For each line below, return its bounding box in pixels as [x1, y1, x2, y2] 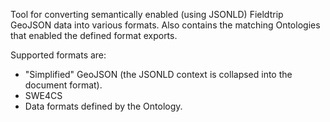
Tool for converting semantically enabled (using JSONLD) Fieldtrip [10, 9, 284, 20]
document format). [24, 79, 103, 91]
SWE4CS [24, 90, 63, 101]
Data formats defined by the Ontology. [24, 100, 183, 112]
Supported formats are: [10, 49, 107, 61]
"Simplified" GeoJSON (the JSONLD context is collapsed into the [24, 69, 293, 80]
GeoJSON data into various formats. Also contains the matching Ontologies [10, 19, 321, 31]
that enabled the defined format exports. [10, 30, 178, 41]
